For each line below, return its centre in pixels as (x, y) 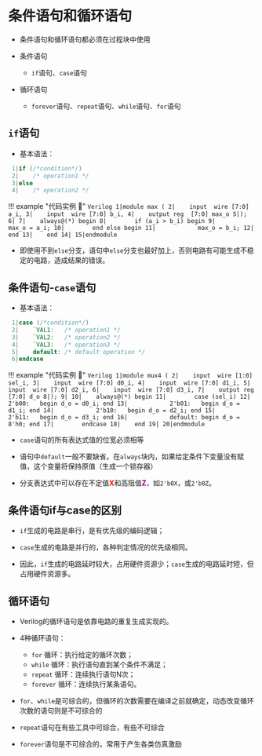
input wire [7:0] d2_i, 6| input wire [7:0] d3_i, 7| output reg (131, 390)
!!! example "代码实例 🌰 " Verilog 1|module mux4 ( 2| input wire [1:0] (131, 375)
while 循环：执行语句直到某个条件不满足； (100, 664)
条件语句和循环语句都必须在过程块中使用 (85, 39)
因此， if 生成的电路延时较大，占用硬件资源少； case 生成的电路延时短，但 (136, 564)
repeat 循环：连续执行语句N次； (83, 674)
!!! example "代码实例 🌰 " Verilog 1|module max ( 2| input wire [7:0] (129, 206)
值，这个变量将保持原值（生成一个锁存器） (88, 466)
